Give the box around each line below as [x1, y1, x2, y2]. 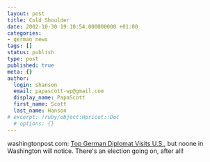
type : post [7, 56, 39, 63]
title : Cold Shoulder [7, 17, 70, 24]
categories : [7, 29, 42, 37]
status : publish [7, 49, 54, 56]
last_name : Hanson [13, 107, 67, 114]
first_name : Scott [13, 101, 67, 108]
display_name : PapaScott [13, 95, 86, 102]
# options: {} [13, 120, 54, 127]
